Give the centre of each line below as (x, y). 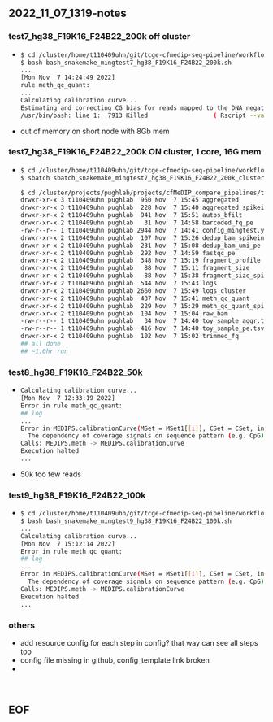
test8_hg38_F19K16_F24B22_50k (76, 372)
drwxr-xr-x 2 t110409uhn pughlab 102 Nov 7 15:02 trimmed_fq (130, 337)
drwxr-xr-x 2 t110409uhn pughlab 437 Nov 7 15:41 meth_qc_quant (135, 298)
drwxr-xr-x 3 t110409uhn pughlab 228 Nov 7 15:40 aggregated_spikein (144, 208)
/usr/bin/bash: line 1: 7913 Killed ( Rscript (133, 115)
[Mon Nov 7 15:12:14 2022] (67, 544)
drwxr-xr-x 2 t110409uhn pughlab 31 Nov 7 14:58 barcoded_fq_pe (136, 223)
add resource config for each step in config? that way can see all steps (139, 642)
